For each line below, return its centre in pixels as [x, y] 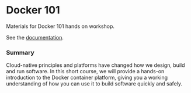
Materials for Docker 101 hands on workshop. [60, 26]
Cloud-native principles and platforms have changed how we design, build [95, 65]
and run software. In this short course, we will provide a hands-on [85, 71]
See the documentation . [35, 37]
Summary [20, 52]
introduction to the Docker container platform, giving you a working [87, 78]
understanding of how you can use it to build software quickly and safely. [94, 84]
